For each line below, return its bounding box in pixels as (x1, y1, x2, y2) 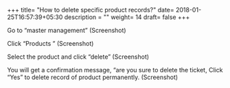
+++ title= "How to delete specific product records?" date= (7, 6, 174, 14)
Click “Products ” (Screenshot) (7, 40, 94, 47)
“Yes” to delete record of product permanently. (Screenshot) (7, 73, 179, 81)
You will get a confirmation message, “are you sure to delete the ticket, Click (7, 66, 223, 74)
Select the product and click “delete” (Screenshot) (7, 53, 150, 61)
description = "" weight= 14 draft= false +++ (64, 13, 190, 21)
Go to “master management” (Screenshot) (7, 27, 126, 34)
